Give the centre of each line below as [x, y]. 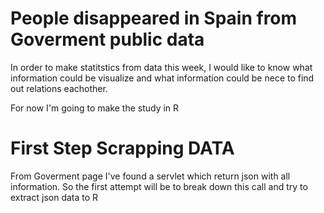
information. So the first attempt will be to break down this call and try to [159, 186]
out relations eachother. [59, 88]
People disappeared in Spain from [154, 18]
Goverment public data [107, 39]
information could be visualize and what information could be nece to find [162, 78]
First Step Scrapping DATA [122, 148]
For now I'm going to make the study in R [95, 108]
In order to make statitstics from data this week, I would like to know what [161, 67]
